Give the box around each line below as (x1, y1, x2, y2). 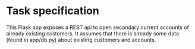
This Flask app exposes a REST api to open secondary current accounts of (6, 24, 189, 31)
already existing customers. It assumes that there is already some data (6, 30, 180, 37)
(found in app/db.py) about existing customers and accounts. (6, 36, 156, 43)
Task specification (6, 4, 99, 18)
